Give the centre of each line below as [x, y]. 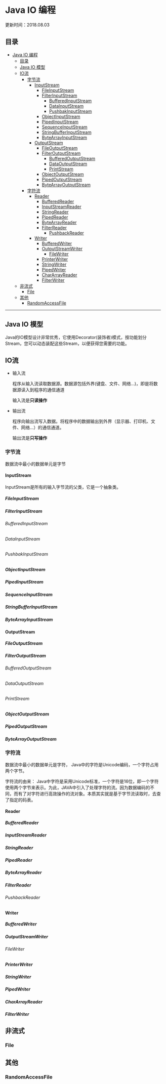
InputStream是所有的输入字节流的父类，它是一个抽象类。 [63, 487]
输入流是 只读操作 [30, 400]
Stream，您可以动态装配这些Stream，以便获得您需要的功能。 [67, 343]
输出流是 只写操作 [30, 438]
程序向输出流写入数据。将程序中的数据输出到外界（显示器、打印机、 [82, 421]
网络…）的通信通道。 [42, 427]
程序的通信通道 [49, 390]
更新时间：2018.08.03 [27, 25]
